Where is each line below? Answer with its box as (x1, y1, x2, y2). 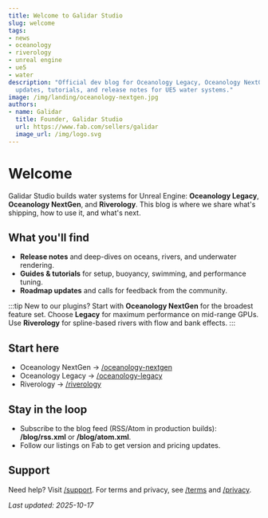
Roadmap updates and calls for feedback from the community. (19, 286, 227, 296)
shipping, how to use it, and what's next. (8, 208, 141, 218)
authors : (8, 100, 37, 108)
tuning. (19, 277, 44, 287)
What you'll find (8, 230, 89, 244)
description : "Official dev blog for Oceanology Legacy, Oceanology (8, 78, 241, 86)
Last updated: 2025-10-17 (8, 500, 94, 510)
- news (8, 33, 30, 42)
